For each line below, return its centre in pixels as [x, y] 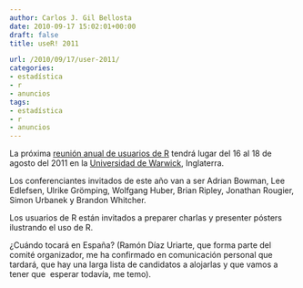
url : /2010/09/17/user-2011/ [65, 60]
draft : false [34, 35]
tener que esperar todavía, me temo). [81, 274]
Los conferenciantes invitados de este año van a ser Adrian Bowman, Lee [147, 181]
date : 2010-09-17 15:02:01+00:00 [73, 26]
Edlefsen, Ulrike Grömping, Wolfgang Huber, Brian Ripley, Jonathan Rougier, [151, 190]
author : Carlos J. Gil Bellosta [71, 18]
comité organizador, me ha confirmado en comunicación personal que [141, 255]
